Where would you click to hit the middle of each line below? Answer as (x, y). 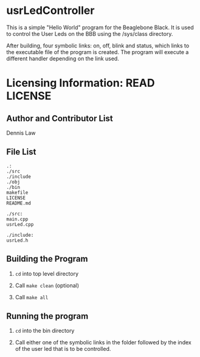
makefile (17, 192)
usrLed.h (17, 240)
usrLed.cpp (20, 224)
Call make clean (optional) (47, 285)
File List (21, 152)
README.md (19, 203)
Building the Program (47, 259)
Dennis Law (21, 133)
